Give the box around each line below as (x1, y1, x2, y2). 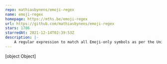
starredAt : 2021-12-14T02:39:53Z (5, 30, 75, 35)
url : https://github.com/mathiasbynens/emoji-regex (5, 21, 114, 26)
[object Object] (5, 53, 36, 59)
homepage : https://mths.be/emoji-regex (5, 16, 88, 21)
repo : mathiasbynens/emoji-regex (5, 7, 75, 12)
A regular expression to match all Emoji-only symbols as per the (14, 40, 155, 45)
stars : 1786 (5, 26, 30, 31)
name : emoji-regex (5, 12, 43, 17)
